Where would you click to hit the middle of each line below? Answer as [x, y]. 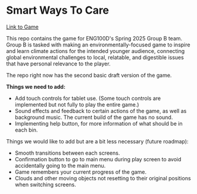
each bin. [26, 130]
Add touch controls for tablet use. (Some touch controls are [88, 98]
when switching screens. [45, 184]
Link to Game [22, 27]
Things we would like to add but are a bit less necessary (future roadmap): [97, 141]
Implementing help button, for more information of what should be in [98, 123]
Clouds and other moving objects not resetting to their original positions [103, 178]
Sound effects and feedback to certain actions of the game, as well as [101, 111]
